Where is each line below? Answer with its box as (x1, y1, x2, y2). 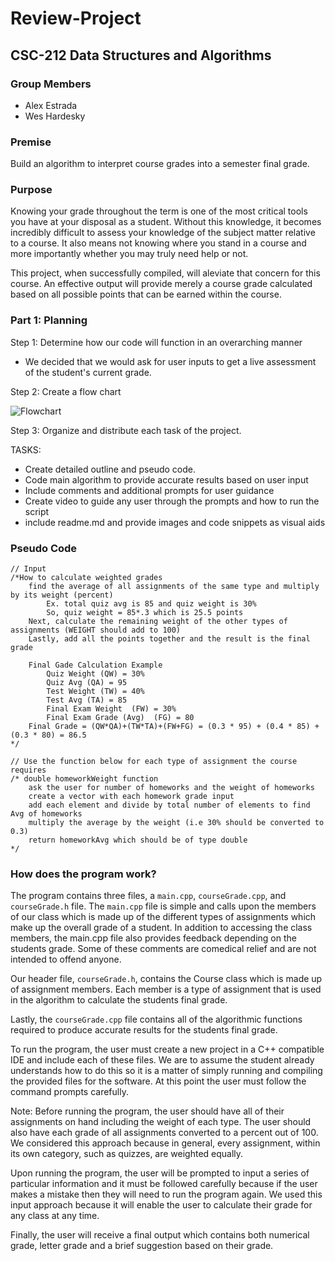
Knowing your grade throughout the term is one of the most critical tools (10, 205, 308, 217)
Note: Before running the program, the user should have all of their (10, 1105, 285, 1117)
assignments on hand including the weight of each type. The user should (10, 1116, 312, 1128)
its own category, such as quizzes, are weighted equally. (10, 1148, 244, 1160)
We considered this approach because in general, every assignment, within (10, 1137, 321, 1149)
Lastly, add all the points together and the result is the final (28, 634, 311, 644)
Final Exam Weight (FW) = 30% (46, 704, 177, 714)
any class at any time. (10, 1210, 100, 1222)
